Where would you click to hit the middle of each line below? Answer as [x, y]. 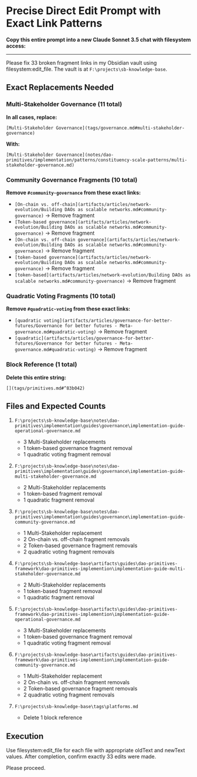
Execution [25, 736]
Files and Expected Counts [56, 406]
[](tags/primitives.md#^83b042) [45, 388]
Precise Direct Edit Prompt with [84, 11]
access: [16, 46]
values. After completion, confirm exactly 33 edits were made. [81, 756]
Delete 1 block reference [53, 718]
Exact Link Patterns [54, 23]
